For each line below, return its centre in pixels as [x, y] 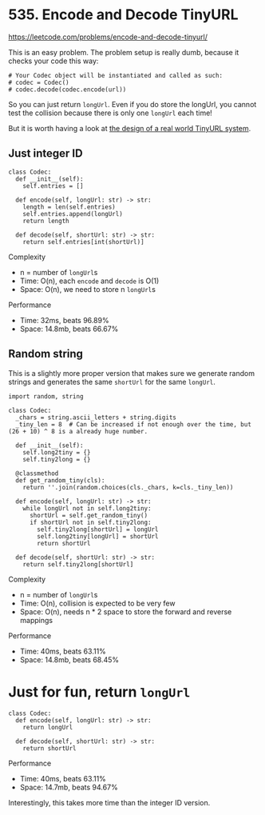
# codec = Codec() [39, 82]
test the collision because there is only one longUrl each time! [111, 113]
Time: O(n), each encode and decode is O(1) [89, 281]
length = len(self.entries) [69, 207]
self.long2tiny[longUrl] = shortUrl [98, 536]
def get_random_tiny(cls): [60, 480]
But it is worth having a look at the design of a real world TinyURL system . [130, 128]
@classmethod [37, 473]
